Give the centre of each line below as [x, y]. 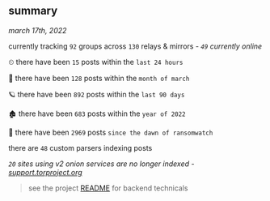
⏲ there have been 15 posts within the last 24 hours [96, 62]
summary [33, 11]
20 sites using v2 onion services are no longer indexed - [101, 164]
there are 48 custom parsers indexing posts [80, 148]
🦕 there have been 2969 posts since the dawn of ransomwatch [111, 132]
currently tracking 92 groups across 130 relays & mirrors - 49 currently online [135, 46]
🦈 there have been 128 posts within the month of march [99, 78]
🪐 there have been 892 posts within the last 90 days [97, 94]
